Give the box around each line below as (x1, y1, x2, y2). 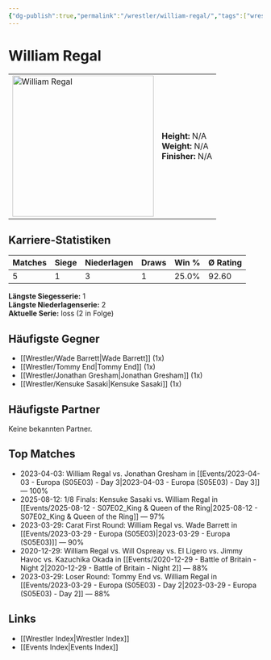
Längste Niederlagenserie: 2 (8, 300, 106, 310)
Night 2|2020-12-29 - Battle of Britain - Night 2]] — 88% (19, 562, 208, 573)
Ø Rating (208, 257, 243, 269)
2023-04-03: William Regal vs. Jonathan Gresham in (19, 469, 196, 478)
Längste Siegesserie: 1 (8, 291, 86, 301)
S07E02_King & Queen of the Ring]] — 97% (19, 512, 165, 521)
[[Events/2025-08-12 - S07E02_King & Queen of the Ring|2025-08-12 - (19, 503, 258, 512)
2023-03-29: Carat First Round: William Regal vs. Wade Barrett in (19, 520, 238, 529)
